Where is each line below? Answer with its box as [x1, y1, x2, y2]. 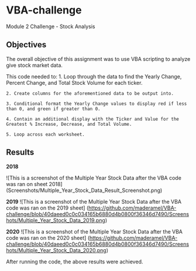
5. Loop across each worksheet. [6, 131, 85, 138]
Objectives [6, 40, 47, 50]
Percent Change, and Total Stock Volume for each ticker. [6, 79, 143, 86]
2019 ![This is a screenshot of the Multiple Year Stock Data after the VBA [6, 198, 182, 205]
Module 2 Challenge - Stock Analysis [6, 23, 95, 30]
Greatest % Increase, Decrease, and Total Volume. [6, 121, 132, 127]
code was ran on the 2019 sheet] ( [6, 204, 89, 211]
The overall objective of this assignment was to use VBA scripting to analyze [6, 55, 191, 62]
